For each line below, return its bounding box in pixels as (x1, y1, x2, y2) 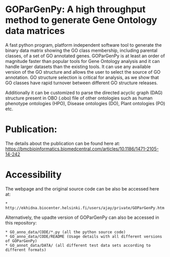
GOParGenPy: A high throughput (5, 4, 146, 15)
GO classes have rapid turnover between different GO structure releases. (5, 80, 158, 86)
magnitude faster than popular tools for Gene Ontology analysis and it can (5, 58, 160, 64)
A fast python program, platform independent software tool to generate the (5, 42, 162, 48)
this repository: (5, 219, 37, 226)
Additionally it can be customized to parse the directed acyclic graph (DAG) (5, 89, 163, 95)
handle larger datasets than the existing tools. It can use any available (5, 63, 151, 70)
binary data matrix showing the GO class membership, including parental (5, 47, 158, 53)
